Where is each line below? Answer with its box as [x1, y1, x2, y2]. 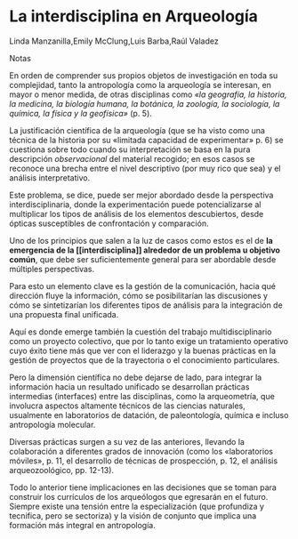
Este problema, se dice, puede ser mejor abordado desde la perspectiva [9, 189, 274, 200]
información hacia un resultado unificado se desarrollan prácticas [9, 381, 250, 392]
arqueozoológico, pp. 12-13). [9, 464, 114, 475]
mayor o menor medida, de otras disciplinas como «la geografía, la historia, [9, 89, 287, 100]
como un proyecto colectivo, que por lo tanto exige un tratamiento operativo [9, 335, 289, 346]
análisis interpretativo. [9, 172, 91, 183]
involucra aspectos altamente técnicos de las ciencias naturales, [9, 400, 246, 411]
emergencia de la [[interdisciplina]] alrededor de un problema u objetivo [9, 245, 280, 255]
